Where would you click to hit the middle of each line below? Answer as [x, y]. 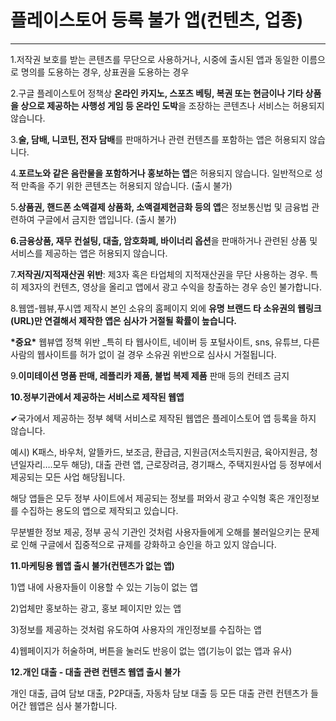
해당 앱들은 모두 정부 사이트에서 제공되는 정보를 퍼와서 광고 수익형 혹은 [147, 498]
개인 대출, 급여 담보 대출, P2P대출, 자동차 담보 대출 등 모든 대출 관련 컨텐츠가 [159, 693]
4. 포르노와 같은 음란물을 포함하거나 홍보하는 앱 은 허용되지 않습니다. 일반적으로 [161, 173]
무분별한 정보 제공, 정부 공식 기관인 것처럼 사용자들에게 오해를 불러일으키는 [156, 532]
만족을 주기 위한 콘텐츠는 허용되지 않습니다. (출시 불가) [126, 185]
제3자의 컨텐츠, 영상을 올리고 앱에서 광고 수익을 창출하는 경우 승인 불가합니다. [171, 287]
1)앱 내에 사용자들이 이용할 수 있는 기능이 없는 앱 [104, 587]
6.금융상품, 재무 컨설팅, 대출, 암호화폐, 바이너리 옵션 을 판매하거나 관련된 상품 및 [164, 240]
